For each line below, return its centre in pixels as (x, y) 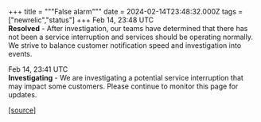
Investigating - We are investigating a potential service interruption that (126, 78)
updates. (23, 94)
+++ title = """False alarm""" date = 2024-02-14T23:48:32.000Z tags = (126, 12)
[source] (22, 110)
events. (20, 54)
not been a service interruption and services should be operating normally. (130, 37)
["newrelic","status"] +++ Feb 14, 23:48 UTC (81, 20)
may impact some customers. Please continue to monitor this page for (123, 86)
